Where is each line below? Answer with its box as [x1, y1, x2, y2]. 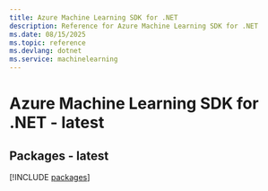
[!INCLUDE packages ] [9, 172, 91, 182]
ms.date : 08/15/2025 [9, 30, 87, 39]
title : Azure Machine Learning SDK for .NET [9, 13, 178, 22]
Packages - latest [9, 148, 109, 163]
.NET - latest [9, 113, 105, 133]
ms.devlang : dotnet [9, 47, 82, 56]
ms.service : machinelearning [9, 55, 118, 64]
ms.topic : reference [9, 38, 87, 48]
